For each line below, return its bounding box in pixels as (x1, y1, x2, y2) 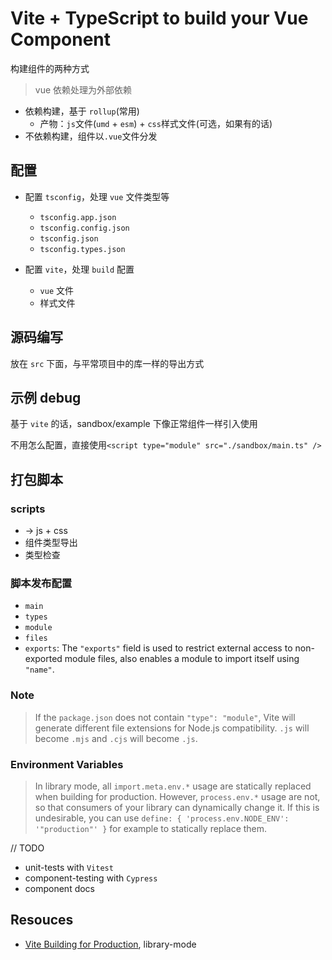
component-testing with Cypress (24, 872, 158, 884)
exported (24, 653, 63, 665)
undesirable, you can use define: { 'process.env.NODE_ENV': (34, 812, 290, 824)
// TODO (10, 842, 45, 854)
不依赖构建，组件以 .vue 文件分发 (24, 130, 158, 142)
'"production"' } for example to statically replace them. (34, 822, 268, 834)
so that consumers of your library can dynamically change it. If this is (34, 801, 320, 813)
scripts (10, 502, 46, 516)
